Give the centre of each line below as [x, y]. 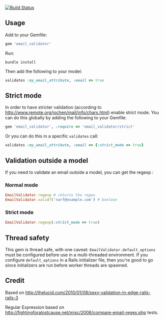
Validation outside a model [47, 160]
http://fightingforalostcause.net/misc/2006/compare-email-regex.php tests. [82, 312]
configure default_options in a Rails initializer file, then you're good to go [79, 260]
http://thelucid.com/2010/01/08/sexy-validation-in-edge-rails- [88, 293]
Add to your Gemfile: [26, 35]
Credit [15, 280]
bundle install [21, 62]
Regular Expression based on [35, 307]
